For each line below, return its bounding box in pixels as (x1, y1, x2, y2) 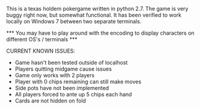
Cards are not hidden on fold (14, 97, 86, 104)
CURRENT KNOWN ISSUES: (6, 47, 76, 54)
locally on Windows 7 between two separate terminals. (6, 18, 142, 25)
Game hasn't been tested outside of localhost (14, 59, 128, 66)
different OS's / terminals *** (6, 36, 78, 43)
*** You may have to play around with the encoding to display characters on (6, 29, 195, 37)
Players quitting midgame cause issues (14, 65, 112, 72)
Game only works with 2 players (14, 72, 95, 78)
